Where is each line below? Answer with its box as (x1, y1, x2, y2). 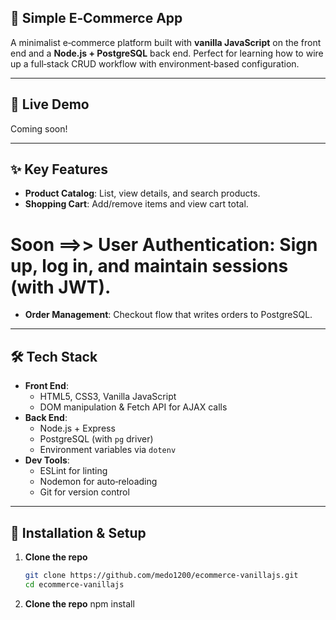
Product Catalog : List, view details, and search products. (24, 187, 261, 200)
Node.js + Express (39, 422, 116, 435)
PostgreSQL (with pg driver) (39, 433, 154, 445)
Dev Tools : (24, 454, 70, 466)
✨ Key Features (10, 161, 108, 178)
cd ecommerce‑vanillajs (24, 579, 125, 590)
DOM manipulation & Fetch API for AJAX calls (39, 401, 228, 413)
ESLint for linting (39, 465, 108, 477)
